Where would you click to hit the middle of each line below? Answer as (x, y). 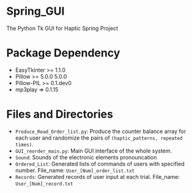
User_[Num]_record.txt (44, 184)
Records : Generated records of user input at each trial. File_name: (98, 176)
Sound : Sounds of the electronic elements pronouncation (86, 157)
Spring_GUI (35, 11)
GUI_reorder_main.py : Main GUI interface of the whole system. (94, 151)
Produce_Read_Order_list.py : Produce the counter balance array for (101, 131)
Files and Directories (60, 114)
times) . (24, 144)
